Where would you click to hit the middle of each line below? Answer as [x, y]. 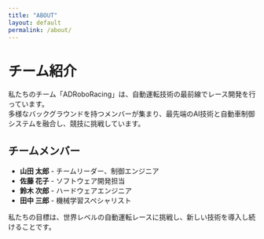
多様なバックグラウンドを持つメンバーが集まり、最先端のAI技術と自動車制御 [132, 114]
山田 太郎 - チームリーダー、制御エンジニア [89, 171]
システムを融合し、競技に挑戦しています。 [77, 124]
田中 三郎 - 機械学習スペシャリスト [75, 201]
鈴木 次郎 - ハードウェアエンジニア [75, 191]
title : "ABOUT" [33, 15]
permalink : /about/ [40, 30]
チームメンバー [44, 151]
